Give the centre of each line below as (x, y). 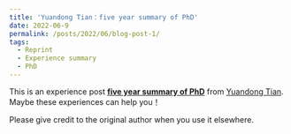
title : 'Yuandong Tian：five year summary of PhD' (104, 17)
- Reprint (35, 50)
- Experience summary (57, 58)
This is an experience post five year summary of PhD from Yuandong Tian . (147, 91)
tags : (19, 42)
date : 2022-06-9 (39, 26)
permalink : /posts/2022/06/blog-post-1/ (85, 33)
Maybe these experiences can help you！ (85, 101)
